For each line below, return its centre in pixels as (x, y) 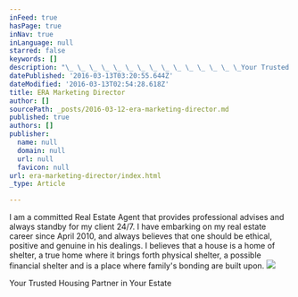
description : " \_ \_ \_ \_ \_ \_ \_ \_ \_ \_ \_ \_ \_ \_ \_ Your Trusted (149, 68)
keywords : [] (33, 59)
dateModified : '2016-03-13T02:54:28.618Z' (89, 84)
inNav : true (31, 34)
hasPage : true (36, 26)
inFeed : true (33, 17)
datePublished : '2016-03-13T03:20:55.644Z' (91, 76)
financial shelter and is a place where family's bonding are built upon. (137, 266)
